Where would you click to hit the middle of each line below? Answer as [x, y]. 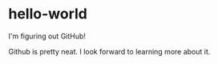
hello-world [48, 14]
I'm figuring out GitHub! [47, 36]
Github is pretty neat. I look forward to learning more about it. [109, 51]
